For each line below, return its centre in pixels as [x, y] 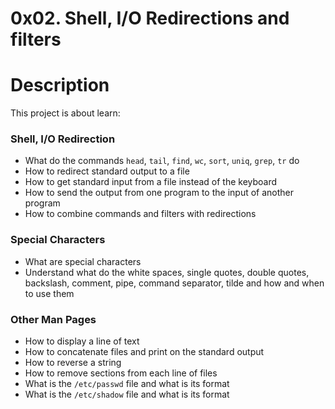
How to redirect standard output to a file [107, 171]
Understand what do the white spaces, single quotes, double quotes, [167, 272]
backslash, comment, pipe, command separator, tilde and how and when [174, 283]
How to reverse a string [73, 363]
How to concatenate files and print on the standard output [144, 352]
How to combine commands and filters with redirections [140, 214]
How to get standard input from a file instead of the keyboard [151, 182]
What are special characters [83, 261]
